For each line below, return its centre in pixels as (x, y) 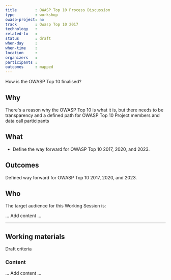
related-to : (21, 34)
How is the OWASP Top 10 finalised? (43, 82)
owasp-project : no (25, 19)
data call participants (27, 121)
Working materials (35, 236)
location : (21, 53)
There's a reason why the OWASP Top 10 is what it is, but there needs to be (84, 110)
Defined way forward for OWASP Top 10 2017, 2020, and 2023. (71, 177)
